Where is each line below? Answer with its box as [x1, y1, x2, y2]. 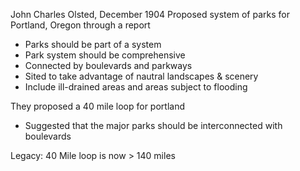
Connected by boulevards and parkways [24, 60, 193, 71]
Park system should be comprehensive [24, 49, 186, 61]
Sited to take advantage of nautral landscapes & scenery [24, 70, 259, 82]
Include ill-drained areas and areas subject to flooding [24, 81, 248, 93]
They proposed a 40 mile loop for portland [10, 100, 185, 112]
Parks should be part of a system [24, 39, 162, 50]
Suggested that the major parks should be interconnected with [24, 120, 283, 131]
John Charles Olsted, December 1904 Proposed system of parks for [10, 9, 290, 20]
